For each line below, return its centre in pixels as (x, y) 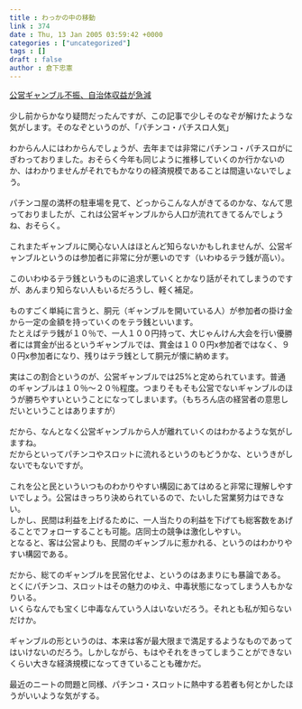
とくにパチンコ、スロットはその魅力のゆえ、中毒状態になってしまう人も (143, 586)
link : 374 (30, 26)
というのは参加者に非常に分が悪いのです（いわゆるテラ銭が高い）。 (165, 257)
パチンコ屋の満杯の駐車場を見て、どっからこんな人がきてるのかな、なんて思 (151, 202)
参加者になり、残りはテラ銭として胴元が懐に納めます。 (132, 355)
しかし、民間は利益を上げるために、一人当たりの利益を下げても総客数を (143, 519)
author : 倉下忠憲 (41, 69)
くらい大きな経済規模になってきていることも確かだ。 (108, 663)
